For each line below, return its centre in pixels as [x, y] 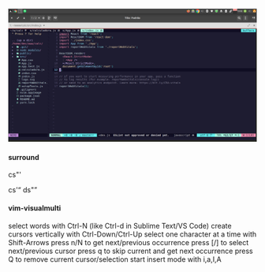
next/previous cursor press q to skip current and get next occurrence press [131, 251]
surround [24, 157]
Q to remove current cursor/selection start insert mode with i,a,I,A [115, 259]
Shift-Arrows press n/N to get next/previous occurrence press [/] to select [129, 242]
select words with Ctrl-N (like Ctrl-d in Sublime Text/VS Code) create [120, 225]
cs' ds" [21, 190]
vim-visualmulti [35, 208]
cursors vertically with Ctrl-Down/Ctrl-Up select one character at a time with [132, 234]
